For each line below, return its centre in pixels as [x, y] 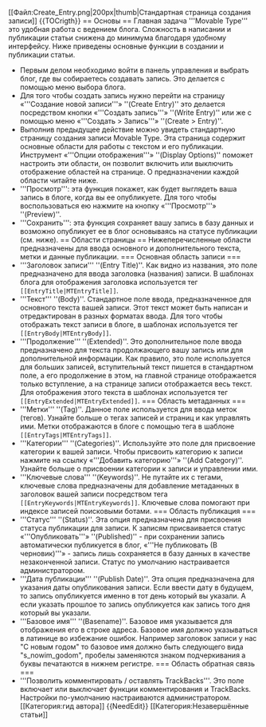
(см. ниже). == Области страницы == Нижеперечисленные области [135, 240]
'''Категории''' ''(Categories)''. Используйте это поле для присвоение [138, 443]
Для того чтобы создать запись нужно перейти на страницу [122, 95]
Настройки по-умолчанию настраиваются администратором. [125, 697]
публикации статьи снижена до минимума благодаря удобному [117, 38]
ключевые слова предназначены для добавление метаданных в [129, 486]
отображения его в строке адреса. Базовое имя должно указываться [139, 630]
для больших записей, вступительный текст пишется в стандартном [136, 367]
